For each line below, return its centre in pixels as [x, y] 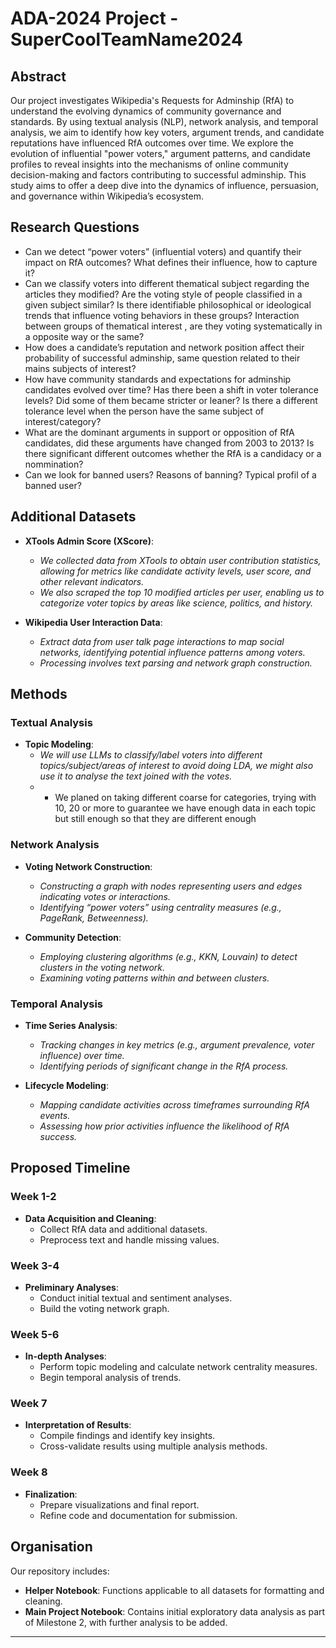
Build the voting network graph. [104, 1308]
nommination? [54, 464]
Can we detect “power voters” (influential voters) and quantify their [163, 251]
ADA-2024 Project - [94, 18]
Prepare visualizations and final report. [119, 1504]
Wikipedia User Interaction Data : [93, 622]
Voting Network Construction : [88, 866]
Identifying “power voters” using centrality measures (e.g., [160, 907]
